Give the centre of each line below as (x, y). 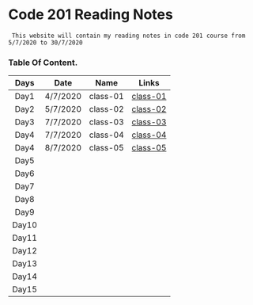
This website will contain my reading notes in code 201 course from (128, 36)
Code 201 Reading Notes (91, 15)
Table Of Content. (43, 63)
